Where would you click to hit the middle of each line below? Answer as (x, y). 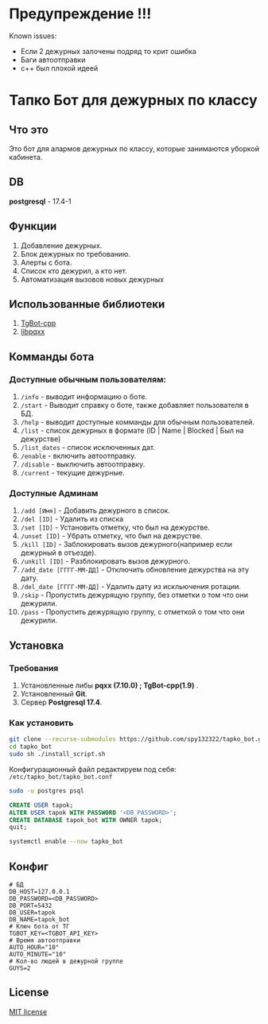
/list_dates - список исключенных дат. (88, 448)
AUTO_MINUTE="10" (38, 955)
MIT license (28, 1011)
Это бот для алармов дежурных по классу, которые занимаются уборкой (134, 149)
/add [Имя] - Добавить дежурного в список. (95, 510)
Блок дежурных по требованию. (75, 254)
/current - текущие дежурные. (73, 473)
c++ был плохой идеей (59, 68)
